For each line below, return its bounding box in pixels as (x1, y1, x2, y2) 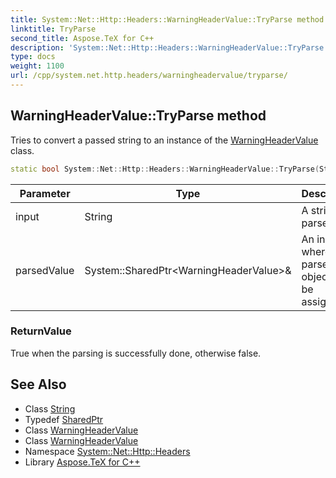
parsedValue (15, 263, 75, 277)
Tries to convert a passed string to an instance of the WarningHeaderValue (10, 134, 319, 146)
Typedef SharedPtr (24, 413, 104, 425)
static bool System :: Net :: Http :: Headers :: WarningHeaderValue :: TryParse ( (10, 164, 320, 174)
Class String (24, 402, 76, 415)
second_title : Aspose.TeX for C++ (10, 33, 155, 43)
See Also (10, 376, 67, 393)
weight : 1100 (10, 61, 65, 71)
